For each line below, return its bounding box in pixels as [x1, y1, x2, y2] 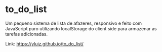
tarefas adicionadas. [5, 31, 48, 37]
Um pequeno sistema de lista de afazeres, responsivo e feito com [5, 20, 142, 26]
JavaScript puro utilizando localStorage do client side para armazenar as [5, 25, 157, 31]
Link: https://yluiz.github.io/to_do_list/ [5, 40, 84, 46]
